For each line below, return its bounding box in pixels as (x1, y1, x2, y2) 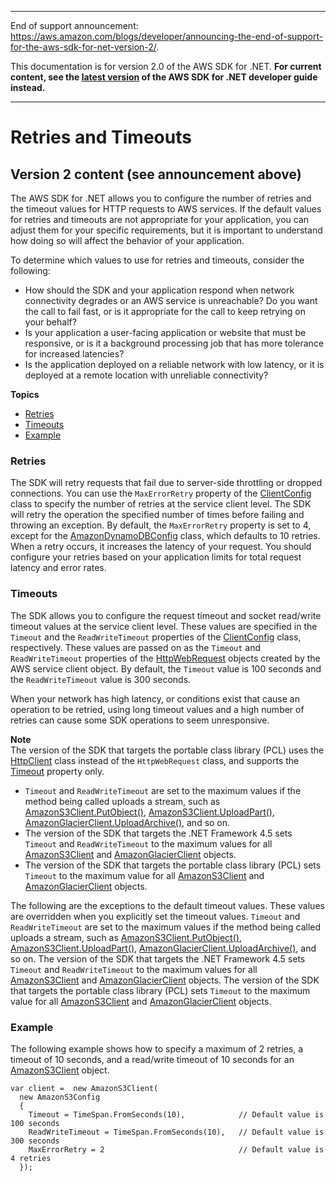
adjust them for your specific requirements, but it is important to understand (10, 224, 323, 236)
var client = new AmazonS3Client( (10, 1083, 159, 1093)
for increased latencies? (24, 348, 125, 360)
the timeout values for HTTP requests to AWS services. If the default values (10, 203, 322, 215)
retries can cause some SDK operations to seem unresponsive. (10, 714, 270, 726)
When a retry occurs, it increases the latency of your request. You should (10, 541, 312, 553)
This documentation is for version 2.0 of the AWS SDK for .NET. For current (10, 61, 322, 72)
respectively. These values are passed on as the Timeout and (10, 641, 262, 653)
